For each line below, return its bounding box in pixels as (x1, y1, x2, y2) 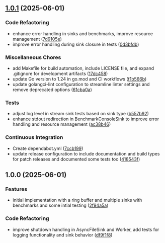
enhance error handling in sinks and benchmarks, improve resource (12, 30, 153, 37)
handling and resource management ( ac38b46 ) (12, 121, 111, 127)
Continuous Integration (5, 134, 63, 141)
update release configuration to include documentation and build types (12, 150, 160, 156)
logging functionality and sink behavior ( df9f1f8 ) (12, 231, 113, 238)
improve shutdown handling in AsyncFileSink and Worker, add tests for (12, 226, 159, 232)
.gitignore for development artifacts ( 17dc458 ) (12, 70, 108, 76)
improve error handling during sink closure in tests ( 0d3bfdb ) (12, 41, 139, 47)
